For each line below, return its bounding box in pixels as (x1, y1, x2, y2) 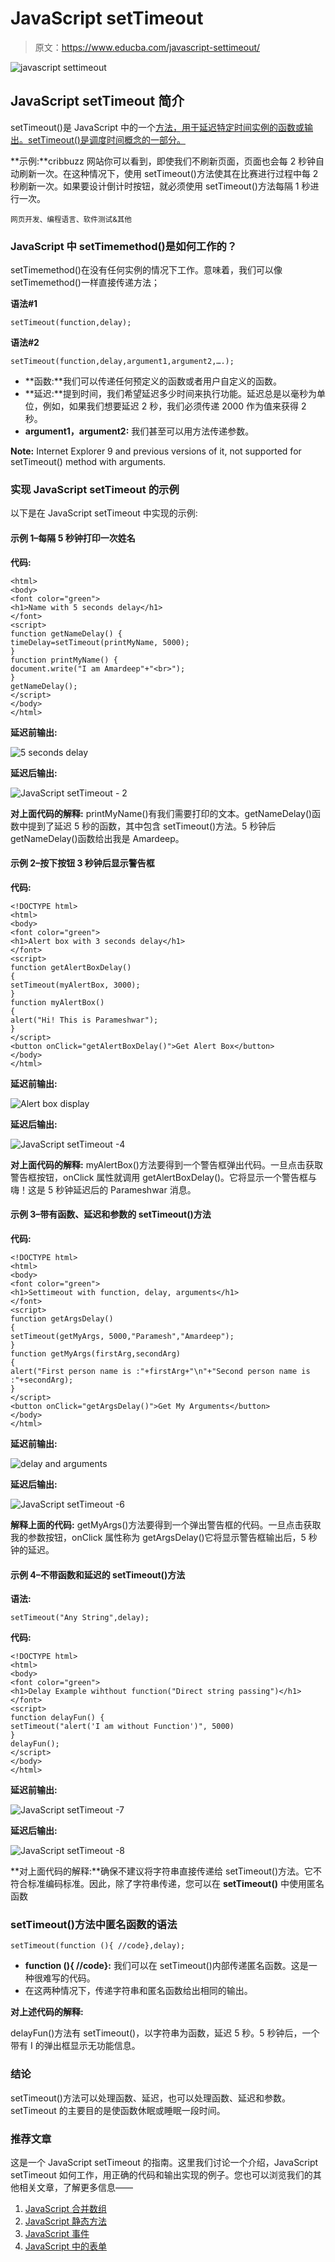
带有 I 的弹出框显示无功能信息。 (10, 2040, 141, 2052)
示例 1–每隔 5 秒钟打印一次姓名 (10, 532, 136, 544)
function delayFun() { (10, 1713, 105, 1723)
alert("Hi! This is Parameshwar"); (10, 1015, 159, 1025)
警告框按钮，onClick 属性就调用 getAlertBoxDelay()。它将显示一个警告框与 (10, 1171, 318, 1183)
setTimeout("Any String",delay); (10, 1613, 150, 1623)
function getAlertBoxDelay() (10, 962, 132, 972)
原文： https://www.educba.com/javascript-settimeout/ (34, 41, 261, 53)
